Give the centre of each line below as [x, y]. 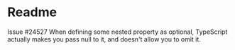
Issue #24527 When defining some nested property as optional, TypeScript [117, 32]
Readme [32, 12]
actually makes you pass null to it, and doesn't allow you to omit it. [104, 39]
